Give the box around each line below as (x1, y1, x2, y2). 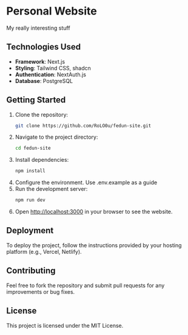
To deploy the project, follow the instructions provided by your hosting (6, 241, 182, 249)
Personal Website (6, 4, 97, 18)
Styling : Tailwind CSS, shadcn (15, 64, 91, 71)
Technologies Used (6, 42, 81, 52)
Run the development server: (15, 185, 88, 193)
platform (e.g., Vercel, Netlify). (6, 248, 82, 255)
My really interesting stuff (6, 24, 71, 32)
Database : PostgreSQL (15, 77, 73, 84)
